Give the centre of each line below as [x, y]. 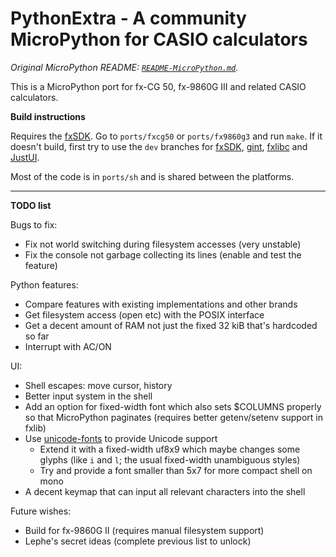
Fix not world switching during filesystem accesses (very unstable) [163, 244]
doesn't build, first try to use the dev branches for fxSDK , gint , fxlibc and [159, 146]
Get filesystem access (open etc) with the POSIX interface [144, 314]
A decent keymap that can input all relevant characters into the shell [165, 491]
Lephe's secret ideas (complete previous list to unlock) [138, 541]
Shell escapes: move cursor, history [98, 385]
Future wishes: [41, 511]
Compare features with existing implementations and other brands [161, 304]
